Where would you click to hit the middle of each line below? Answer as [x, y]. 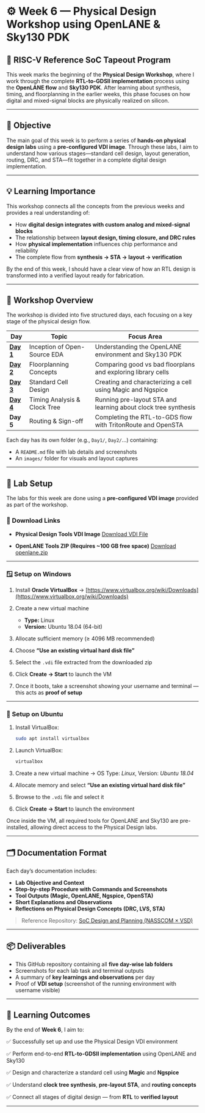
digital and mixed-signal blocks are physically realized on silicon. [88, 100]
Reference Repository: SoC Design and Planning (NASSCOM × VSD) [107, 920]
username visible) [38, 990]
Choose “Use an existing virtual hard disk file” [75, 650]
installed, [18, 827]
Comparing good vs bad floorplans [145, 364]
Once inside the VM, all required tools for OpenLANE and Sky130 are [92, 820]
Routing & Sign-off [56, 421]
